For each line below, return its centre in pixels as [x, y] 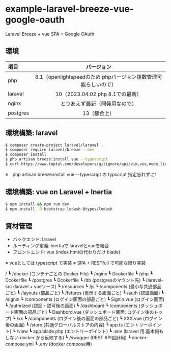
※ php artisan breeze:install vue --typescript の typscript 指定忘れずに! [81, 174]
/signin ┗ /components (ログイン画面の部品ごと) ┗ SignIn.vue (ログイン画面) [85, 299]
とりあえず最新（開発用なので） [99, 104]
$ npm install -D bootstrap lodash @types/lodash [59, 209]
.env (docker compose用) [66, 344]
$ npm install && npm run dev [37, 204]
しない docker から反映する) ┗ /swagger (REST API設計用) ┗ [68, 338]
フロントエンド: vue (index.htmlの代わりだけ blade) [66, 252]
